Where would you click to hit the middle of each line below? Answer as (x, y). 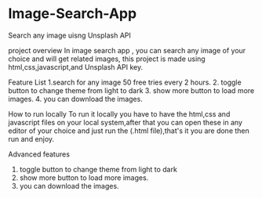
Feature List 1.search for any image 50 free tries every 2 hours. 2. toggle (125, 82)
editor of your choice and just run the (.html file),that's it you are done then (129, 131)
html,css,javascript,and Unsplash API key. (76, 67)
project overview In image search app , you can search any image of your (127, 50)
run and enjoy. (31, 139)
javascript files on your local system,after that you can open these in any (126, 122)
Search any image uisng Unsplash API (70, 35)
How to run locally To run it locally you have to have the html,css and (119, 113)
